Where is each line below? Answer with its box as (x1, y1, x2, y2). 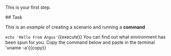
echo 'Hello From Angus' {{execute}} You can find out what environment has (5, 34, 166, 40)
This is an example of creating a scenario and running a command (5, 24, 145, 30)
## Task (5, 14, 22, 20)
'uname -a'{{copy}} (5, 45, 46, 50)
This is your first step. (5, 5, 51, 10)
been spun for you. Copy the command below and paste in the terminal (5, 39, 155, 45)
